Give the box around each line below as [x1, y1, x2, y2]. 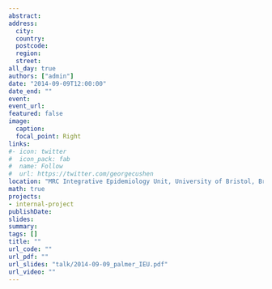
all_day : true [8, 65, 57, 73]
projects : [8, 192, 42, 201]
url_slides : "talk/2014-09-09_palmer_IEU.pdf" [8, 260, 168, 268]
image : [8, 117, 31, 125]
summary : [8, 223, 38, 231]
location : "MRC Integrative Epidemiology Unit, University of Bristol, [8, 177, 255, 186]
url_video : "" [8, 268, 57, 276]
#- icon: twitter [8, 147, 67, 155]
